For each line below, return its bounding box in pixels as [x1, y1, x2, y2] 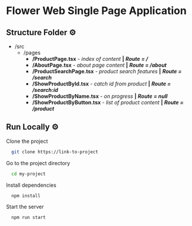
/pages [23, 49, 41, 56]
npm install [11, 193, 41, 198]
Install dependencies [6, 182, 57, 189]
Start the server [6, 203, 44, 210]
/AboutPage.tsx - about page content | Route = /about [32, 61, 167, 69]
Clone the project [6, 138, 48, 145]
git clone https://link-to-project [11, 149, 99, 155]
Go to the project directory [6, 159, 70, 166]
